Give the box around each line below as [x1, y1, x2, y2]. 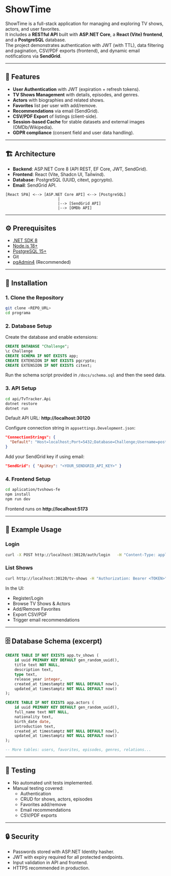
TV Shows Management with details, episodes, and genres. [12, 91, 139, 97]
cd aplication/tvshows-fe [5, 487, 60, 492]
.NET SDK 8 [12, 237, 38, 243]
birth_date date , [14, 719, 51, 724]
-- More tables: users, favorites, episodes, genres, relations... [5, 747, 152, 753]
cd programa [5, 310, 31, 315]
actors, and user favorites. [5, 26, 61, 32]
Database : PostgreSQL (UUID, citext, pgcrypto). [12, 177, 113, 183]
